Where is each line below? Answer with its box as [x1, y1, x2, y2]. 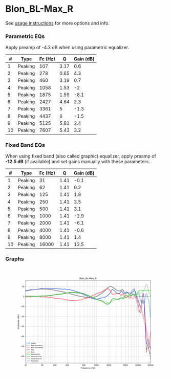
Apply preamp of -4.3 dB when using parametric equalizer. [5, 44, 130, 51]
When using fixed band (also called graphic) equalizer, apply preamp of [5, 153, 156, 159]
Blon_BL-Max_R [5, 3, 73, 15]
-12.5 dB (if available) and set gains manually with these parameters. [5, 159, 150, 165]
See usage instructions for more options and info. [5, 20, 110, 26]
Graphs [5, 255, 24, 262]
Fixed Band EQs [5, 141, 45, 148]
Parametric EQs [5, 33, 45, 40]
